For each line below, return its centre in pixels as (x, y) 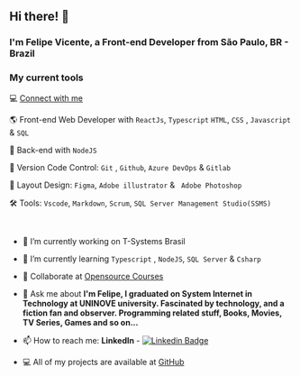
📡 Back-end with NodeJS (53, 150)
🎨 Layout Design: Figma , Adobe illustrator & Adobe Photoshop (126, 185)
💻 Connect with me (46, 98)
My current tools (46, 78)
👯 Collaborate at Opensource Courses (93, 276)
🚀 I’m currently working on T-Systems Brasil (104, 241)
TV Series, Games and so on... (80, 322)
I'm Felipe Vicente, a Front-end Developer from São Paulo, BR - (149, 42)
